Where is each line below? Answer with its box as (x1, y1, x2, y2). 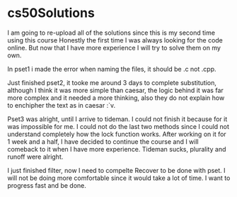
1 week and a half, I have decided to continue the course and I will (7, 137, 200, 146)
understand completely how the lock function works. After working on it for (7, 130, 226, 138)
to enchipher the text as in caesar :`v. (7, 101, 116, 109)
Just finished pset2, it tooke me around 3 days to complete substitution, (7, 78, 217, 86)
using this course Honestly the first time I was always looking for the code (7, 35, 223, 44)
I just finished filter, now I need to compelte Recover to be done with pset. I (7, 166, 226, 174)
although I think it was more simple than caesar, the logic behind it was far (7, 86, 224, 94)
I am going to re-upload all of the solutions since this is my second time (7, 28, 216, 37)
